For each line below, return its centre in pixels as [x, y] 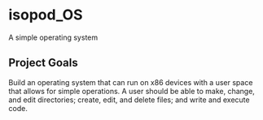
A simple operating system [53, 37]
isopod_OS [46, 15]
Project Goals [44, 63]
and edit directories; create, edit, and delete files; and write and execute [129, 100]
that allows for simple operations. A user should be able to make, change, [131, 91]
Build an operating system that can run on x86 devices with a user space [131, 82]
